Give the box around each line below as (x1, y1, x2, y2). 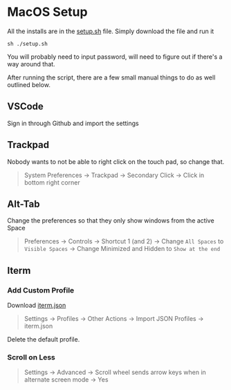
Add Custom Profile (7, 285, 75, 295)
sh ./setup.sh (7, 40, 48, 47)
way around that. (7, 59, 55, 68)
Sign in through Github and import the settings (7, 119, 140, 127)
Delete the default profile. (7, 335, 80, 344)
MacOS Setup (7, 4, 88, 20)
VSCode (7, 101, 44, 113)
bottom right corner (24, 178, 81, 187)
